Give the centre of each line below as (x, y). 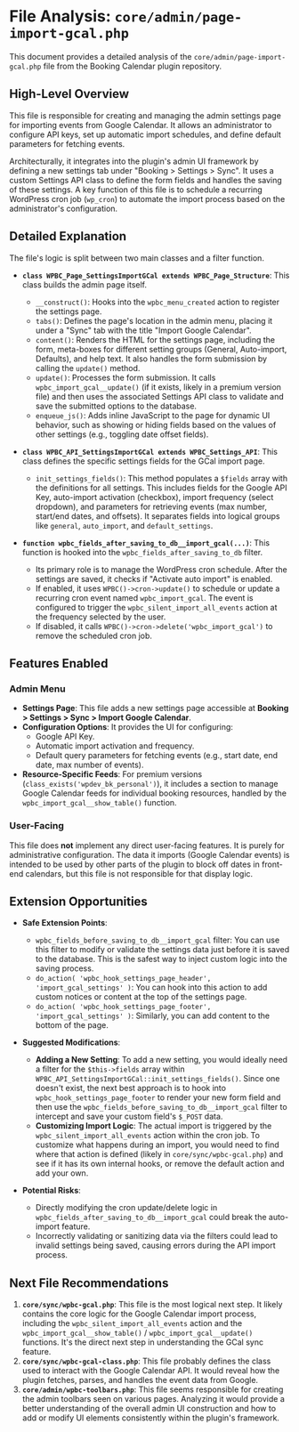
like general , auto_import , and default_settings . (124, 525)
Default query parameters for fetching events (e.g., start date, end (157, 756)
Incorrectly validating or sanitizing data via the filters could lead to (157, 1236)
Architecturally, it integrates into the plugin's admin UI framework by (134, 161)
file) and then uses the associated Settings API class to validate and (160, 396)
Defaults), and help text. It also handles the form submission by (151, 359)
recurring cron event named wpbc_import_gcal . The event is (144, 597)
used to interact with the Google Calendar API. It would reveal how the (151, 1371)
